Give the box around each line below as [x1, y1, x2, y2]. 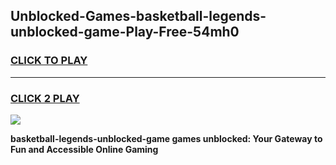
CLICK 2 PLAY [10, 91, 80, 105]
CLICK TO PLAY [10, 54, 88, 68]
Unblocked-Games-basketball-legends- [10, 8, 267, 25]
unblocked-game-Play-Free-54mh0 [10, 24, 240, 41]
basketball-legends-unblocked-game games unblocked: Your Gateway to [10, 132, 323, 144]
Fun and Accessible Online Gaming [10, 143, 159, 155]
